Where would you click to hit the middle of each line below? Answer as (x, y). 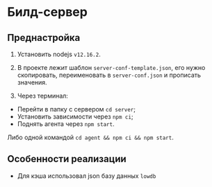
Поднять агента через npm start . (66, 124)
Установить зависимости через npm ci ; (75, 116)
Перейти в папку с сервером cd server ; (76, 109)
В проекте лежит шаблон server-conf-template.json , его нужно (111, 68)
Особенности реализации (67, 159)
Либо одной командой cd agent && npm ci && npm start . (90, 137)
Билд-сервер (48, 12)
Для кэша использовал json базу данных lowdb (87, 176)
